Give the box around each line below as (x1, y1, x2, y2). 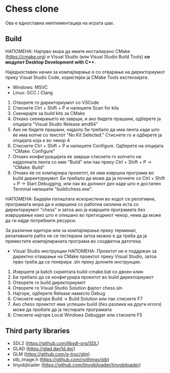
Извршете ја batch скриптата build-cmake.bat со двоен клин (12, 268, 144, 275)
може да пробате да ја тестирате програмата (12, 306, 112, 312)
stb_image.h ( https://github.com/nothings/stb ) (12, 356, 110, 362)
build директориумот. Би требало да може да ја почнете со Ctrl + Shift (12, 175, 165, 181)
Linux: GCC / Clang (12, 90, 53, 96)
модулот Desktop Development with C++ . (5, 59, 96, 65)
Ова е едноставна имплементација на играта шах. (5, 20, 115, 26)
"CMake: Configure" (12, 148, 55, 154)
